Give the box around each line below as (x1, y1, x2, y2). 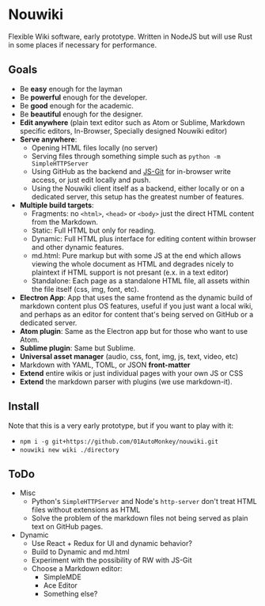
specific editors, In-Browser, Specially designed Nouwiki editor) (19, 126, 228, 135)
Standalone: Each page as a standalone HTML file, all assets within (31, 275, 251, 286)
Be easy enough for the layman (19, 84, 123, 93)
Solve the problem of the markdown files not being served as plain (31, 513, 248, 523)
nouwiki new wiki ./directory (19, 445, 120, 454)
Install (8, 400, 40, 413)
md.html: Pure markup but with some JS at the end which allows (31, 251, 241, 260)
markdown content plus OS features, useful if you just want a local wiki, (19, 301, 253, 310)
